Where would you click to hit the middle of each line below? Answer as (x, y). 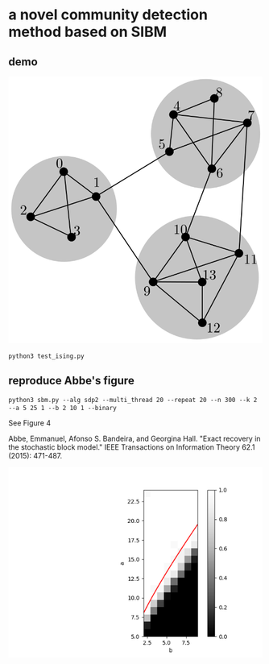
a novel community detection (108, 15)
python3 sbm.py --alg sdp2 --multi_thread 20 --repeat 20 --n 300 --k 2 (133, 400)
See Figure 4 (29, 423)
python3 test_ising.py (46, 356)
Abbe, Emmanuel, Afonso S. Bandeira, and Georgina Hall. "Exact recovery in (134, 439)
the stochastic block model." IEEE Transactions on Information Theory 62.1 (132, 447)
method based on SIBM (88, 32)
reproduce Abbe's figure (71, 381)
